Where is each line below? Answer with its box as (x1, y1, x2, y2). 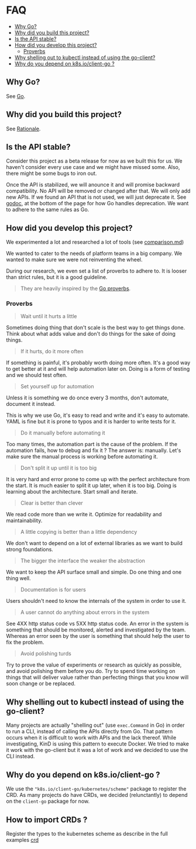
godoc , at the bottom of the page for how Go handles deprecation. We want (6, 200, 189, 207)
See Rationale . (6, 125, 41, 132)
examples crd (6, 836, 39, 843)
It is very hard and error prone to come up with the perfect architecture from (6, 476, 190, 483)
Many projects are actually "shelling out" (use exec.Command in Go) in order (6, 722, 185, 729)
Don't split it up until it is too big (20, 464, 97, 471)
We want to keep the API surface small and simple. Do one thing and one (6, 568, 182, 576)
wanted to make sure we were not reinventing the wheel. (6, 256, 143, 263)
